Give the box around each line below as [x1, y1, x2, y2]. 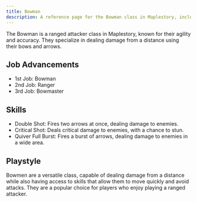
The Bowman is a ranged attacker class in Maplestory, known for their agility [6, 30, 191, 37]
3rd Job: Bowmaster [14, 87, 64, 95]
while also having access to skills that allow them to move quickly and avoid [6, 177, 189, 185]
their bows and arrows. [6, 42, 62, 50]
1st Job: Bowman [14, 75, 56, 82]
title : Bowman [6, 8, 41, 15]
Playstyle [6, 156, 41, 166]
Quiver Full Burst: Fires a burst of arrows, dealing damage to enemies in [14, 133, 188, 140]
